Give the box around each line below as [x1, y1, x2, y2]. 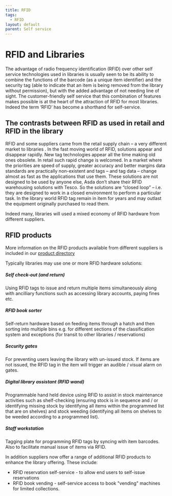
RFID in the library [5, 127, 63, 136]
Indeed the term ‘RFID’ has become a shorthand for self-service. [5, 104, 141, 111]
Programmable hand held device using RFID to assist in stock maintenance [5, 392, 163, 398]
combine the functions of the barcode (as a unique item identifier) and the [5, 77, 162, 83]
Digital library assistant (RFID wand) [5, 379, 84, 385]
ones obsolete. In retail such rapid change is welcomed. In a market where [5, 157, 162, 163]
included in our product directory [5, 250, 75, 256]
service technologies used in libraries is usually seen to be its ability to [5, 71, 154, 78]
